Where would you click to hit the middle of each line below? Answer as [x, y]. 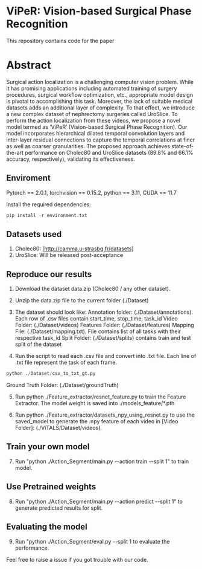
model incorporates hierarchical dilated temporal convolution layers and [96, 133]
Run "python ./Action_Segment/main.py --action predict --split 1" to [99, 501]
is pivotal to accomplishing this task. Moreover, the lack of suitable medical [99, 101]
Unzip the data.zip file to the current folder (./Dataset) [82, 301]
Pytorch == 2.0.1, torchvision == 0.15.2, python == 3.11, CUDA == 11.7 [91, 192]
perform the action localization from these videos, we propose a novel [93, 120]
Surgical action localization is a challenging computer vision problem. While [100, 82]
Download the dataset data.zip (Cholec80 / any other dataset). [93, 289]
